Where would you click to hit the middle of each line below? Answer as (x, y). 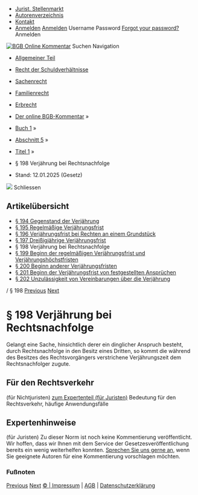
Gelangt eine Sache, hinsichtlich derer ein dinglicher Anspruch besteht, (95, 345)
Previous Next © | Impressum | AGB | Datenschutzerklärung (81, 485)
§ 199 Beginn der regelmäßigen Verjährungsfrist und (80, 253)
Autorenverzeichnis (39, 15)
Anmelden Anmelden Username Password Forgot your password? (97, 28)
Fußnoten (21, 472)
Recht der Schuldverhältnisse (52, 70)
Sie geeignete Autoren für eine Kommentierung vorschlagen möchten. (93, 456)
